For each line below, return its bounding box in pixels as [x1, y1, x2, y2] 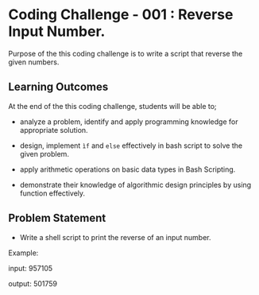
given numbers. [8, 57, 60, 67]
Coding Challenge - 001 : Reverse [8, 6, 234, 24]
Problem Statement [8, 212, 106, 225]
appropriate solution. [19, 125, 89, 134]
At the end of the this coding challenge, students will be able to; [8, 101, 217, 111]
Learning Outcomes [8, 80, 109, 94]
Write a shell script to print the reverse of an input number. [19, 232, 212, 242]
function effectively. [19, 188, 86, 198]
